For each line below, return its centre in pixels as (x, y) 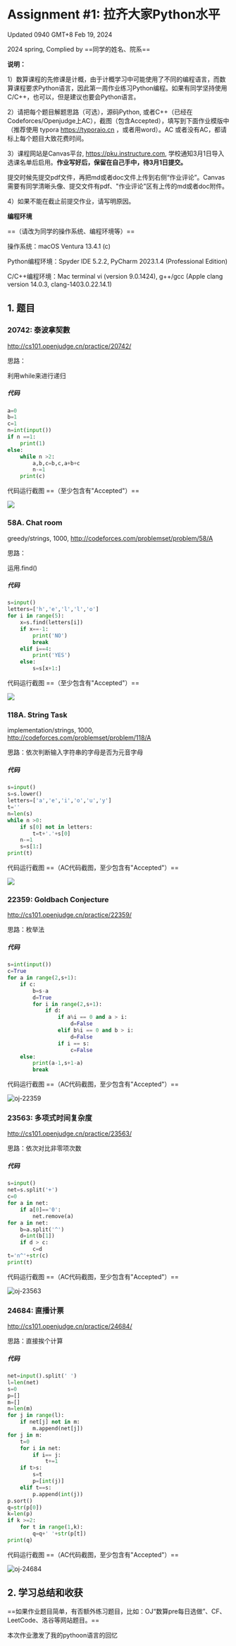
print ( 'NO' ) (50, 636)
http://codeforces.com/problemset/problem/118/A (79, 738)
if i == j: (47, 1455)
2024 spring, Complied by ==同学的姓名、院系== (79, 49)
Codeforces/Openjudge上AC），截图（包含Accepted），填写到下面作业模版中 (118, 120)
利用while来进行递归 (37, 375)
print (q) (20, 1540)
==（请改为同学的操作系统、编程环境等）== (71, 231)
